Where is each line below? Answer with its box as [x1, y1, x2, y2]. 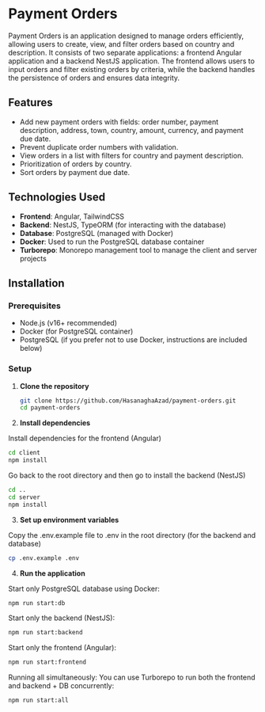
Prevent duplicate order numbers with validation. [19, 142, 179, 151]
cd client [8, 449, 41, 457]
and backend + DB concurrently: [8, 681, 115, 691]
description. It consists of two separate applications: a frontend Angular [8, 48, 242, 57]
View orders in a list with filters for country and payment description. [19, 150, 244, 160]
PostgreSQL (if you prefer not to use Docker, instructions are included [19, 335, 248, 345]
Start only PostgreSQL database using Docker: [8, 584, 161, 593]
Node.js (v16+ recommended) [19, 318, 117, 328]
